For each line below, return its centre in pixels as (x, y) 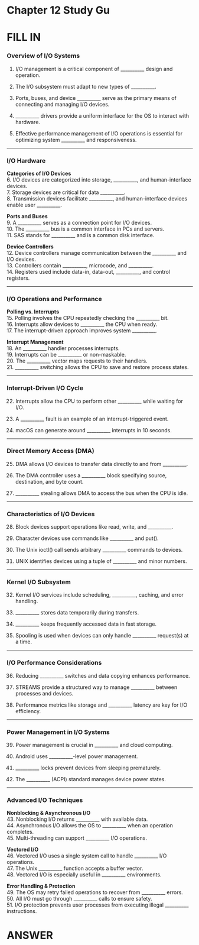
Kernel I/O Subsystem (39, 582)
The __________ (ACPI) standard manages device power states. (90, 779)
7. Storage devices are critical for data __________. (66, 192)
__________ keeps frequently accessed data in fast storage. (86, 624)
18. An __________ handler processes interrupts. (63, 348)
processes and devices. (44, 693)
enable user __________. (35, 205)
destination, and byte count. (49, 481)
